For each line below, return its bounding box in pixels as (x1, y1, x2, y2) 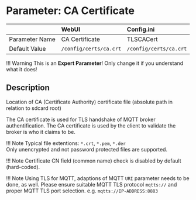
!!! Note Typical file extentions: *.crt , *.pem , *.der (6, 139, 126, 147)
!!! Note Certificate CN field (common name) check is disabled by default (6, 157, 181, 164)
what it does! (6, 65, 37, 73)
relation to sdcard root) (6, 104, 61, 112)
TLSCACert (126, 35, 158, 43)
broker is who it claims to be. (6, 128, 76, 135)
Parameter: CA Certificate (6, 4, 135, 18)
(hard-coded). (6, 163, 40, 170)
